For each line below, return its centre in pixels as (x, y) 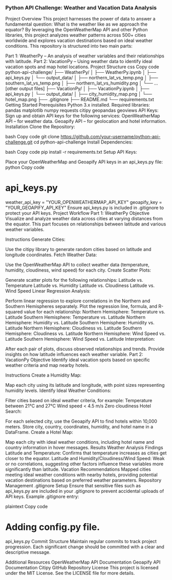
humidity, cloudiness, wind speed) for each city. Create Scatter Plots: (78, 270)
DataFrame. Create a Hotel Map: (39, 432)
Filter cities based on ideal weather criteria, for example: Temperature (79, 401)
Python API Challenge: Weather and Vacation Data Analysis (81, 8)
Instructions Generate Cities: (35, 239)
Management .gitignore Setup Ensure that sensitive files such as (73, 486)
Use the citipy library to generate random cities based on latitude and (78, 250)
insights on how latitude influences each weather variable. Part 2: (74, 355)
